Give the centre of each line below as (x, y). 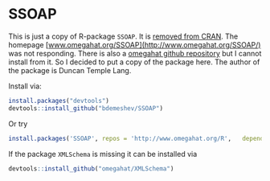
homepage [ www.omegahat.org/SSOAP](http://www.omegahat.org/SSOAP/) (135, 44)
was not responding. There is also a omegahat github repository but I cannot (135, 53)
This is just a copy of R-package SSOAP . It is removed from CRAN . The (123, 36)
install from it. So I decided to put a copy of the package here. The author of (134, 62)
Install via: (25, 86)
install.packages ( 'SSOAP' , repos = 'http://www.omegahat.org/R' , (120, 138)
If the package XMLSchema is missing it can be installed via (103, 154)
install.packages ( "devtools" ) (59, 101)
